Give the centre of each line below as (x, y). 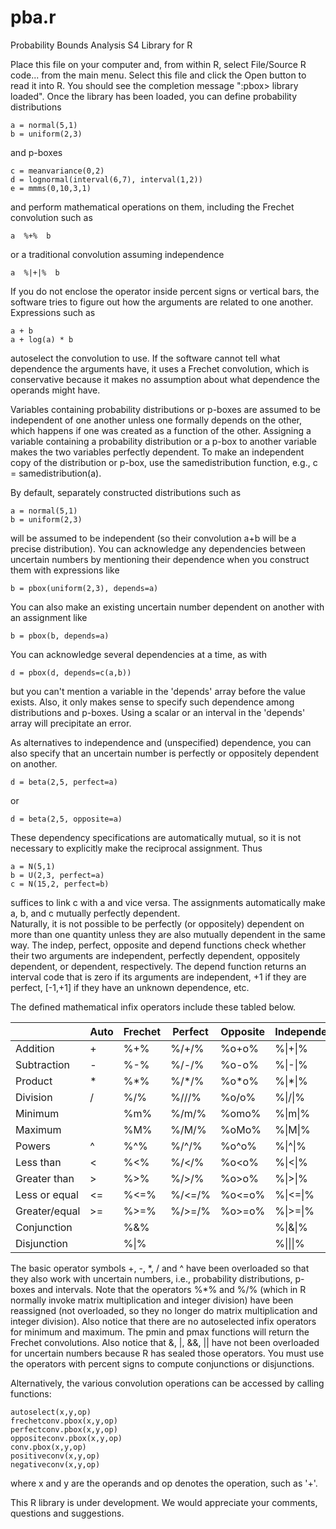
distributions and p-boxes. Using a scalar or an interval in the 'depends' (158, 712)
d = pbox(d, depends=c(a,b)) (71, 672)
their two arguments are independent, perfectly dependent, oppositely (155, 955)
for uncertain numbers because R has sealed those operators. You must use (167, 1353)
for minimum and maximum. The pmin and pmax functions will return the (160, 1332)
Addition (35, 1048)
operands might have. (55, 390)
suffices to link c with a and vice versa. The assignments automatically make (168, 902)
